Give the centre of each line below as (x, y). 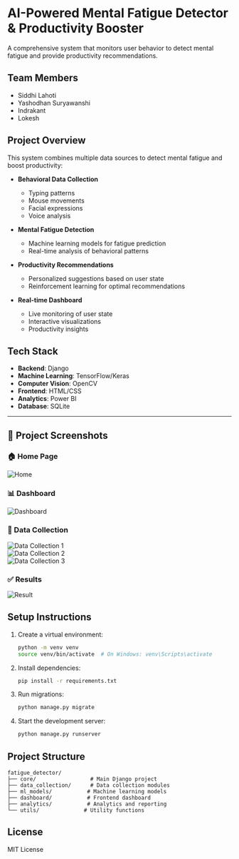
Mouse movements (57, 200)
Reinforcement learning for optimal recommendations (107, 286)
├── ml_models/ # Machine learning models (87, 791)
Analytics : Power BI (47, 399)
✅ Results (25, 579)
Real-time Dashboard (50, 300)
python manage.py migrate (56, 708)
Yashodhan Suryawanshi (54, 103)
